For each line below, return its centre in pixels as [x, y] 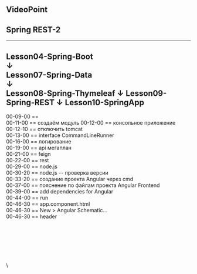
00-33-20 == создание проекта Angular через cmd [70, 179]
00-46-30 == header [32, 216]
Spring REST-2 [33, 30]
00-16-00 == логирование [39, 142]
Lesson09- [146, 93]
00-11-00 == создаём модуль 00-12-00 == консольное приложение [91, 123]
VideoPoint [27, 10]
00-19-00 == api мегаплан [39, 148]
